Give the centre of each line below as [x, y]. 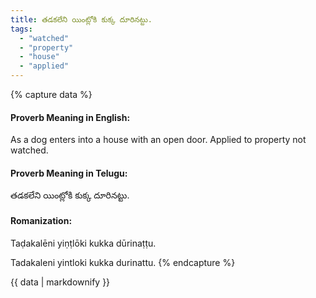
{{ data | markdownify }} [60, 282]
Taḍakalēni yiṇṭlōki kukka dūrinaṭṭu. [83, 243]
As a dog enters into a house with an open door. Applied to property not [158, 140]
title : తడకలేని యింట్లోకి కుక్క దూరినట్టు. [81, 19]
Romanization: [41, 220]
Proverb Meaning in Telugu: [69, 173]
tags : [21, 29]
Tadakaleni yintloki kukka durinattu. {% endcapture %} [123, 262]
